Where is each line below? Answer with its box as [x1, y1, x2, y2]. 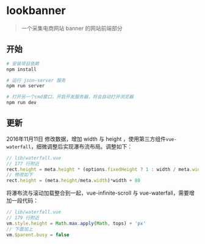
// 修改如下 [6, 172, 34, 178]
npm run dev [6, 100, 37, 106]
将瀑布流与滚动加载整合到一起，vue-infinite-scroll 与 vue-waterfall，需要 [6, 189, 189, 197]
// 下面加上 [6, 226, 34, 232]
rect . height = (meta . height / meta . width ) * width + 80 [6, 178, 140, 184]
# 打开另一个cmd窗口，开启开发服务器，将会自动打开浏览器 [6, 94, 134, 100]
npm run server [6, 83, 45, 89]
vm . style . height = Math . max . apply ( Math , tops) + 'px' [6, 220, 146, 226]
